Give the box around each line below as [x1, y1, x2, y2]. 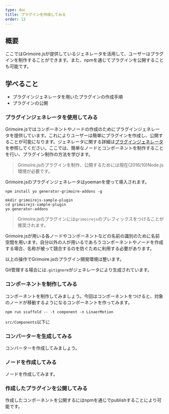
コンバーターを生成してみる [5, 333, 72, 340]
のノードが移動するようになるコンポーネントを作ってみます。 [5, 299, 132, 305]
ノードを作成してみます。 [5, 371, 58, 377]
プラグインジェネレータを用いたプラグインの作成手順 [12, 94, 123, 99]
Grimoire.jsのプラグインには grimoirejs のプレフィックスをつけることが [17, 216, 164, 222]
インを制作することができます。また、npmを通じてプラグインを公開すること [5, 57, 164, 63]
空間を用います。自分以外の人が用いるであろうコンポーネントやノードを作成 [5, 239, 163, 245]
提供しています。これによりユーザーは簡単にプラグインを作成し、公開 [14, 133, 159, 139]
